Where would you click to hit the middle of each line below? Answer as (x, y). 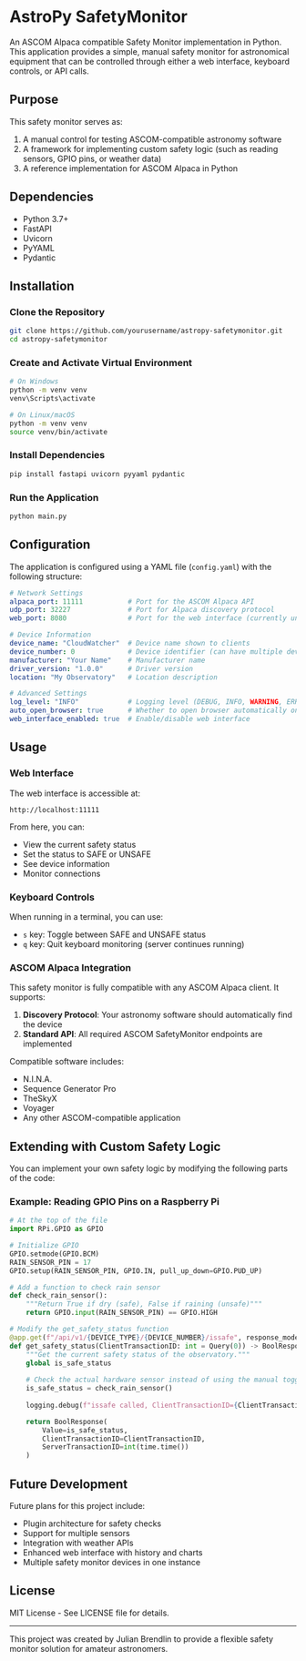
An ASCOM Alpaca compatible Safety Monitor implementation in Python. (146, 42)
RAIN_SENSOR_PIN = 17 (51, 1262)
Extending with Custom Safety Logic (115, 1146)
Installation (42, 285)
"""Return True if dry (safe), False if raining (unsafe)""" (144, 1304)
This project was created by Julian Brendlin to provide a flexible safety (142, 1639)
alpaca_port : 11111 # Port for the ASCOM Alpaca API (132, 601)
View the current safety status (79, 844)
